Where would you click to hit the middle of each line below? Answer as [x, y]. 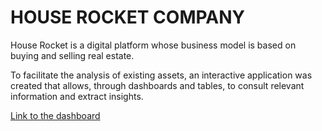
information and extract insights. [77, 96]
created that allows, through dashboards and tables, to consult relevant [157, 85]
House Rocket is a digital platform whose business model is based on [153, 45]
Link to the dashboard [55, 115]
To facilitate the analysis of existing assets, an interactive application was [161, 75]
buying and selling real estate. [72, 55]
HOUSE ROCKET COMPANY [128, 17]
